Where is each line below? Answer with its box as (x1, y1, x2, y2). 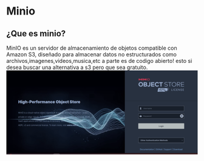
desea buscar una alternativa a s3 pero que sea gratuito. (6, 64, 148, 71)
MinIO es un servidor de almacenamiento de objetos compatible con (6, 44, 177, 51)
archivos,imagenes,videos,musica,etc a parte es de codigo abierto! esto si (6, 57, 192, 64)
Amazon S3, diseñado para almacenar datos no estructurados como (6, 51, 177, 58)
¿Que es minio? (6, 28, 66, 39)
